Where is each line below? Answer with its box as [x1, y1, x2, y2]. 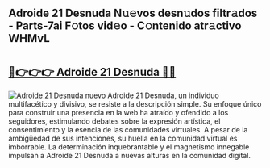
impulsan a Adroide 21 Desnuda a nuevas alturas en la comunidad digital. [8, 151, 251, 160]
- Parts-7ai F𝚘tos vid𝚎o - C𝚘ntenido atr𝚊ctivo [8, 19, 242, 33]
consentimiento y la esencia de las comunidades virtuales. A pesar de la [8, 125, 248, 134]
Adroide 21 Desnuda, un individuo [107, 90, 219, 100]
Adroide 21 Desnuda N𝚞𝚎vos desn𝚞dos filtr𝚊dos [8, 6, 258, 20]
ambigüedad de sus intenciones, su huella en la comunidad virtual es [8, 133, 238, 143]
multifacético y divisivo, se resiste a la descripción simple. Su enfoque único [8, 99, 262, 108]
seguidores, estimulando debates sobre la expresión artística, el [8, 116, 221, 126]
